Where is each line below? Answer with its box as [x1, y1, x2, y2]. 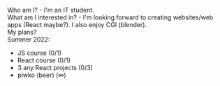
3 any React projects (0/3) [17, 64, 93, 71]
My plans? [7, 28, 37, 36]
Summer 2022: [7, 35, 50, 44]
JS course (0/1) [17, 49, 61, 57]
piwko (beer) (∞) [17, 71, 66, 79]
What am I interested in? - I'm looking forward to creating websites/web [7, 13, 214, 21]
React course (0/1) [17, 56, 71, 64]
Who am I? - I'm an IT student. [7, 6, 94, 14]
